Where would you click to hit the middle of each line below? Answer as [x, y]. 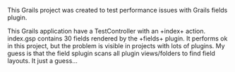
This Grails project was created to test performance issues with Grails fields [117, 10]
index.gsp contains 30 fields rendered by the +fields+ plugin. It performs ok [117, 38]
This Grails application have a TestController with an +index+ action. [107, 31]
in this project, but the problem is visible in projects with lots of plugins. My [116, 46]
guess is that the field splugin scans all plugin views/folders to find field [111, 53]
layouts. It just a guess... [42, 61]
